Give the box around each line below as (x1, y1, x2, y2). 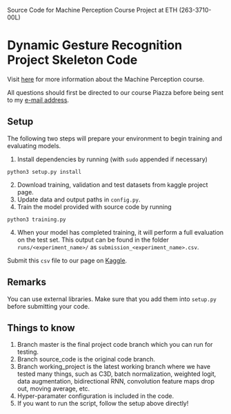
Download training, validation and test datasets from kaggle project (17, 180, 208, 189)
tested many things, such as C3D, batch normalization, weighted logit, (17, 370, 217, 378)
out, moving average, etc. (17, 384, 90, 393)
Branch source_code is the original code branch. (17, 355, 155, 363)
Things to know (7, 322, 75, 334)
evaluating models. (7, 141, 61, 150)
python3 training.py (7, 216, 67, 223)
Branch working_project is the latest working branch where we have (17, 363, 211, 371)
